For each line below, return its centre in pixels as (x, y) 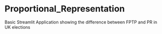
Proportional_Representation (65, 9)
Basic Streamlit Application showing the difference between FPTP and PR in (81, 22)
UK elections (17, 27)
